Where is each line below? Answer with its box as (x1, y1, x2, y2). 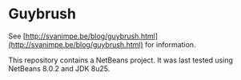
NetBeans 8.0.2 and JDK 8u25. (8, 63, 110, 73)
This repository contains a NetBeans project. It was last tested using (8, 55, 234, 65)
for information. (144, 39, 196, 49)
